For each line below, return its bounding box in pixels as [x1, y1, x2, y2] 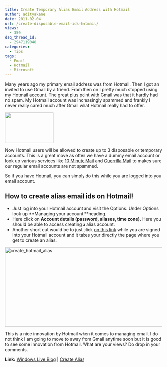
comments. [5, 346, 28, 352]
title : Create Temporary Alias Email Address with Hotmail [5, 7, 130, 12]
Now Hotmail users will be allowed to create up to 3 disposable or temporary [5, 147, 162, 153]
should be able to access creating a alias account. [12, 221, 115, 227]
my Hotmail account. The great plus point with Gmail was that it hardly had [5, 92, 158, 98]
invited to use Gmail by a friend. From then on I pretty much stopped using [5, 87, 158, 92]
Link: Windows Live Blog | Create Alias [5, 356, 84, 362]
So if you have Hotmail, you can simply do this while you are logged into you [5, 173, 162, 179]
